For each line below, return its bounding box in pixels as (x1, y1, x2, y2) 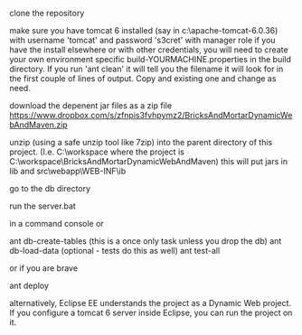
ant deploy (9, 280, 50, 291)
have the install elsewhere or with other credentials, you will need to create (9, 44, 288, 55)
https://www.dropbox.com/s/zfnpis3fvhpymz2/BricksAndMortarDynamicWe (9, 110, 293, 120)
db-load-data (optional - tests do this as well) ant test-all (9, 246, 221, 256)
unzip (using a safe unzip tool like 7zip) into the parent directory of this (9, 137, 273, 147)
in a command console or (9, 219, 104, 228)
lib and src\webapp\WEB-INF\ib (9, 166, 127, 176)
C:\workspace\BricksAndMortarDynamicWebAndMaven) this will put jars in (9, 156, 288, 166)
